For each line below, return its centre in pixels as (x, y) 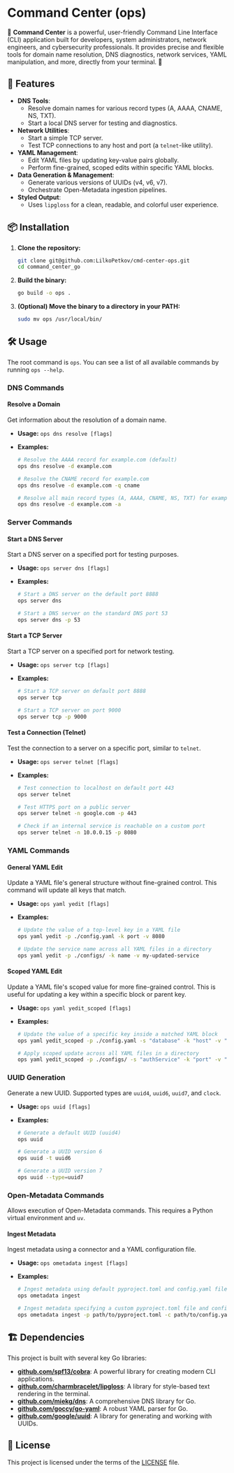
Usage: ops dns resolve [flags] (65, 433)
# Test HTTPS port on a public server (74, 807)
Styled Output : (39, 197)
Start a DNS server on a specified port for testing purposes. (93, 555)
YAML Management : (47, 152)
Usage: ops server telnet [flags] (68, 761)
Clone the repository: (49, 248)
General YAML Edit (35, 867)
